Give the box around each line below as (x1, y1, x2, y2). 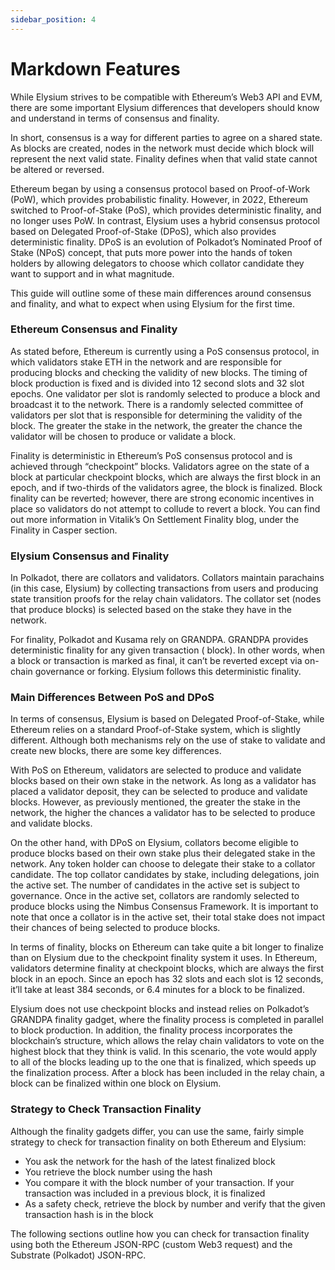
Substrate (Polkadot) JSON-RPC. (10, 1249, 147, 1261)
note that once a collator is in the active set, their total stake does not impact (10, 911, 326, 923)
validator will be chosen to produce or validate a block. (10, 430, 237, 442)
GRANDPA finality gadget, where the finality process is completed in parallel (10, 1014, 325, 1026)
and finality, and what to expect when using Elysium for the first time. (10, 297, 295, 310)
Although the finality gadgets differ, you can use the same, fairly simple (10, 1125, 305, 1137)
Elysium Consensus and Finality (10, 549, 170, 563)
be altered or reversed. (10, 163, 105, 175)
